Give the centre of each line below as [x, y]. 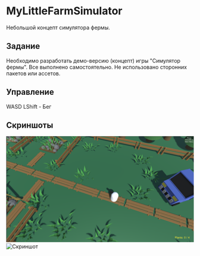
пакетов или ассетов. [33, 73]
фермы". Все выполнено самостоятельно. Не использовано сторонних [97, 67]
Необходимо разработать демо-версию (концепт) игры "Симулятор [93, 60]
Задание [23, 46]
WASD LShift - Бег [29, 106]
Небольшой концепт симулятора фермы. [58, 27]
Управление [30, 92]
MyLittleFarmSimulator [64, 11]
